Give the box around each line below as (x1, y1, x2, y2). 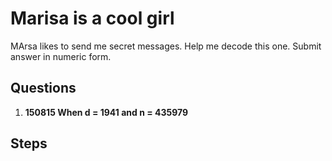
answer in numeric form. (10, 50, 112, 62)
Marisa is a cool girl (10, 7, 175, 30)
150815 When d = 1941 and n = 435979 (24, 106, 189, 118)
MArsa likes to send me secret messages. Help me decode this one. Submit (10, 40, 322, 52)
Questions (10, 80, 77, 97)
